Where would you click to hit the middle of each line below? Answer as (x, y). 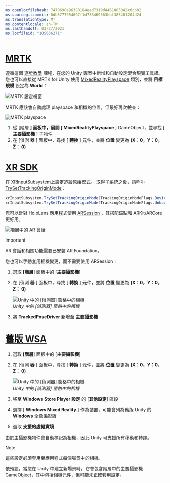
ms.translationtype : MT (30, 19)
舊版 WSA (26, 339)
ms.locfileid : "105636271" (34, 33)
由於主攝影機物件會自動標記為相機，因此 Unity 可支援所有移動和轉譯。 (78, 437)
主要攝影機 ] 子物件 (32, 134)
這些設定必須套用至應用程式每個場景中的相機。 (54, 458)
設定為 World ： (31, 85)
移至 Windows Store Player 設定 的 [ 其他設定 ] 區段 (66, 399)
